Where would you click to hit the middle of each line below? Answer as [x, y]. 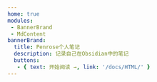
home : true [24, 14]
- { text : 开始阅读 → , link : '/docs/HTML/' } [83, 67]
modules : [20, 21]
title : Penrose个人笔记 [47, 47]
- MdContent [28, 34]
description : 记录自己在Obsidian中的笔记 [71, 54]
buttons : [27, 61]
